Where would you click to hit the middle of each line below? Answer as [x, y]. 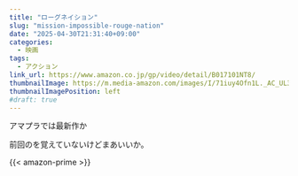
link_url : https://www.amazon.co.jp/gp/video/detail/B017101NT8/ [132, 75]
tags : [19, 58]
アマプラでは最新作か [48, 126]
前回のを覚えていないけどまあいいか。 [79, 145]
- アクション [38, 67]
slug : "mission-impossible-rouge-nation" [87, 26]
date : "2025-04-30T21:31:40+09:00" [75, 34]
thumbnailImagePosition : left [65, 91]
